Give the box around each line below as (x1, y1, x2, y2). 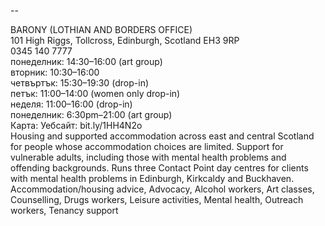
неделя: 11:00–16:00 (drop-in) (10, 98, 133, 110)
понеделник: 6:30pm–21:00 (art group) (10, 109, 173, 120)
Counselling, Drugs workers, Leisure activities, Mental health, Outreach (10, 194, 304, 205)
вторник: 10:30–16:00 (10, 66, 100, 78)
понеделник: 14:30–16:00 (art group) (10, 56, 163, 67)
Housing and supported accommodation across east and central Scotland (10, 130, 315, 142)
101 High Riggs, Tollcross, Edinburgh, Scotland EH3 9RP (10, 35, 240, 46)
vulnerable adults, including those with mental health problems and (10, 151, 287, 163)
